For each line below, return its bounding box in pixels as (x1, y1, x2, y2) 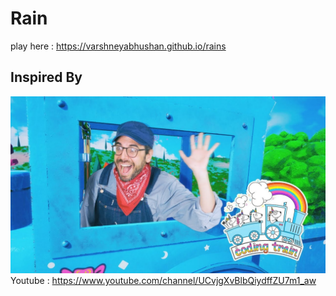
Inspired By (10, 69, 83, 86)
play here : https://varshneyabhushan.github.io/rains (10, 40, 227, 52)
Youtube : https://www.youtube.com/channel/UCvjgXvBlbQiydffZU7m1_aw (10, 275, 317, 287)
